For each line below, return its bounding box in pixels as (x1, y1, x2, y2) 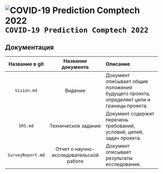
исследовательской (51, 152, 99, 158)
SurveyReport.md (7, 153, 45, 158)
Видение (65, 87, 86, 94)
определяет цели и (105, 97, 150, 103)
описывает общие (105, 78, 148, 85)
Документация (5, 43, 54, 51)
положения (105, 84, 132, 91)
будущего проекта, (105, 90, 150, 97)
